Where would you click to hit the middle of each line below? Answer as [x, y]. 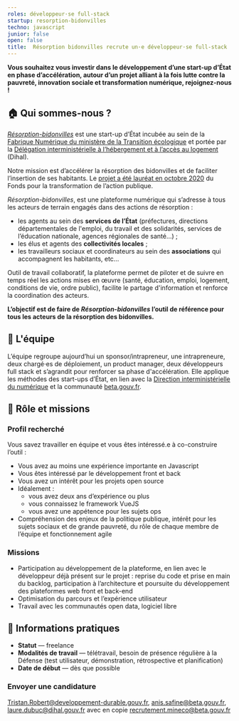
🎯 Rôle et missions [49, 409]
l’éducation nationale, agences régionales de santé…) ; [97, 236]
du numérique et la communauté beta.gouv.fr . [74, 386]
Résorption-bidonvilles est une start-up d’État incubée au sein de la [106, 134]
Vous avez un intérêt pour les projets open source [91, 481]
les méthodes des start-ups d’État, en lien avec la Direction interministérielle [119, 379]
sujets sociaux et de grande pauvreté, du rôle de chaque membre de [118, 527]
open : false [25, 41]
